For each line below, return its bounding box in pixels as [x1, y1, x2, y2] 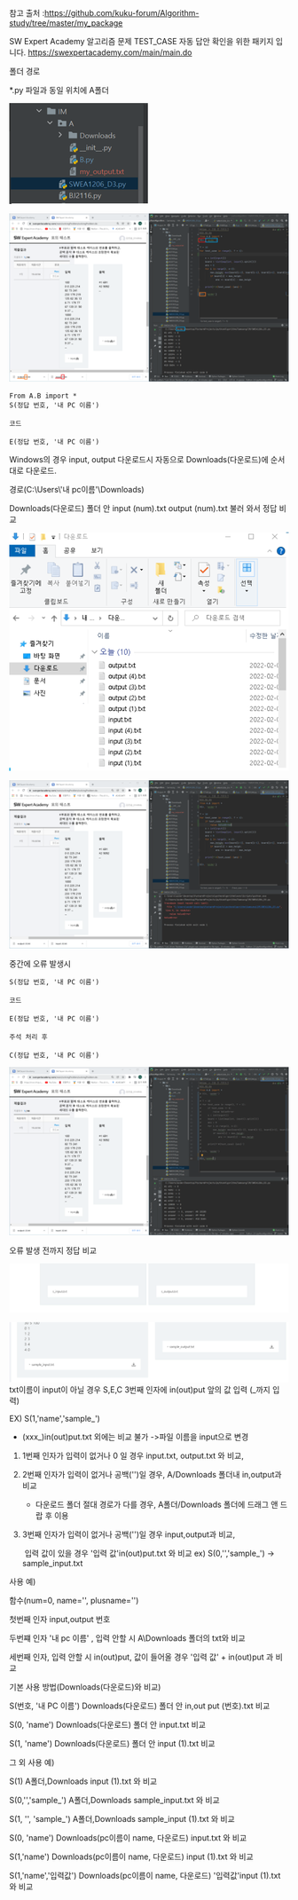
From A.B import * [9, 391, 77, 401]
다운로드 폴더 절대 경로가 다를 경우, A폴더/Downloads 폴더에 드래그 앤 [35, 1499, 278, 1510]
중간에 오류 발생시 [9, 958, 71, 969]
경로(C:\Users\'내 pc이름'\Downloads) [9, 485, 145, 495]
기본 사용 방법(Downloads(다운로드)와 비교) [9, 1681, 161, 1692]
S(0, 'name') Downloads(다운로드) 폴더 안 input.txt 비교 [9, 1719, 207, 1730]
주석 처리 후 [9, 1032, 49, 1041]
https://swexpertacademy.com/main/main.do [27, 47, 192, 58]
